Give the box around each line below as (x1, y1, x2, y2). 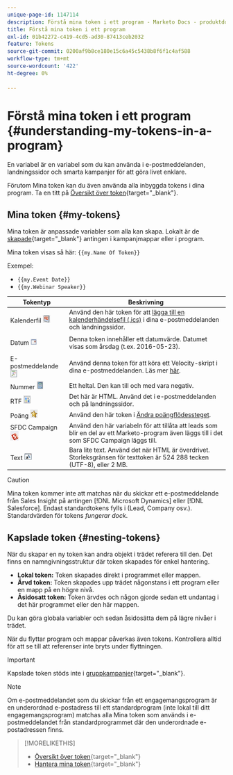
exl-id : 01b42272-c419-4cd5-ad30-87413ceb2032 (7, 33, 144, 40)
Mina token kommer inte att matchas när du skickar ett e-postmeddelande (7, 489, 219, 498)
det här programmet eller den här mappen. (17, 601, 139, 609)
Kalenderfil (10, 316, 42, 325)
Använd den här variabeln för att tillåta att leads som (69, 421, 218, 430)
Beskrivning (128, 297, 164, 306)
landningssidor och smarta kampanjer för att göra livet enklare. (7, 168, 187, 177)
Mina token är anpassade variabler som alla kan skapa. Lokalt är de (7, 227, 200, 236)
